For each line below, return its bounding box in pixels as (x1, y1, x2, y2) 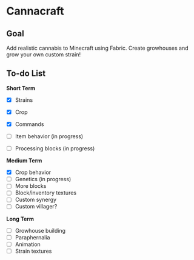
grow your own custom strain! (6, 51, 81, 58)
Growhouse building (15, 227, 65, 234)
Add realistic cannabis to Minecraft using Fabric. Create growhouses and (6, 44, 189, 52)
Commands (15, 120, 44, 128)
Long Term (6, 215, 35, 222)
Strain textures (15, 247, 52, 255)
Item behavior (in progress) (15, 133, 84, 140)
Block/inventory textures (15, 189, 77, 196)
